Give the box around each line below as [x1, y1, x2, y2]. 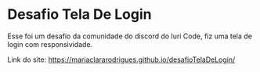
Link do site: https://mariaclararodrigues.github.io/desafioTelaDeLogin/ [7, 55, 236, 64]
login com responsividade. [7, 39, 93, 49]
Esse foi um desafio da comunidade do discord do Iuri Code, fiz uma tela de [7, 31, 252, 41]
